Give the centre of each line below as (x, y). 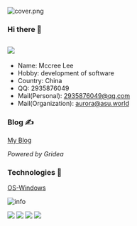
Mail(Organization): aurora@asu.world (73, 103)
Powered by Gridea (35, 154)
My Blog (20, 140)
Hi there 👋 (25, 29)
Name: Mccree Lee (45, 65)
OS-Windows (27, 188)
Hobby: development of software (66, 73)
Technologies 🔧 (35, 172)
